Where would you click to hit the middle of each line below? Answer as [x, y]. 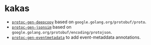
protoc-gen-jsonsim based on [41, 27]
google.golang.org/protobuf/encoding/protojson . [62, 32]
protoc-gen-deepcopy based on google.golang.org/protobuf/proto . [79, 22]
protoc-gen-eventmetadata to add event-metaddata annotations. [76, 37]
